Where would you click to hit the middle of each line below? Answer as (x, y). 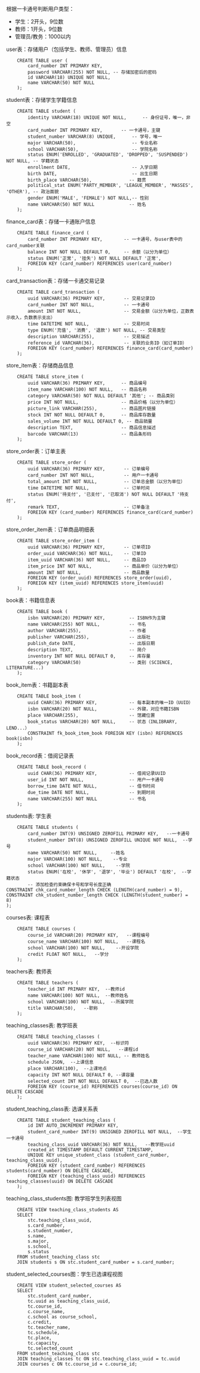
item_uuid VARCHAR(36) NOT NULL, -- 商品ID (87, 560)
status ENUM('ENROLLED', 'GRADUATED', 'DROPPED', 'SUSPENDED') (108, 155)
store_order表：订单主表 (36, 451)
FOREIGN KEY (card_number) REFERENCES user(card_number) (100, 264)
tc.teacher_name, (49, 1327)
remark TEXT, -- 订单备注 (89, 507)
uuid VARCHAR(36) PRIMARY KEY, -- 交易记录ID (91, 298)
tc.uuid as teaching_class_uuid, (69, 1301)
